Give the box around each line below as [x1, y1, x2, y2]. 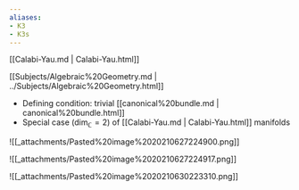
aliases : [9, 12, 42, 22]
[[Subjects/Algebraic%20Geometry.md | [9, 71, 158, 82]
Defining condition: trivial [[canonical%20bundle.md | [21, 98, 220, 109]
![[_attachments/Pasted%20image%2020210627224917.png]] [9, 153, 237, 165]
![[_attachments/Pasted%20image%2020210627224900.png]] [9, 136, 240, 147]
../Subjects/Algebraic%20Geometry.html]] [9, 81, 164, 92]
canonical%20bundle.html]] [21, 108, 125, 119]
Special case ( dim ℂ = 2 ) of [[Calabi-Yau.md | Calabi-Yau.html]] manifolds [21, 117, 291, 130]
